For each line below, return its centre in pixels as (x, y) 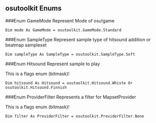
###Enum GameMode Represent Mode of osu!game (60, 20)
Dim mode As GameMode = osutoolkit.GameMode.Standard (64, 30)
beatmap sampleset (26, 45)
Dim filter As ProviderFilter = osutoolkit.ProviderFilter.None (75, 116)
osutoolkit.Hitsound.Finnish (36, 87)
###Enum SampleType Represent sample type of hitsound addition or (78, 39)
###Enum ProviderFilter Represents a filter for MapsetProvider (71, 97)
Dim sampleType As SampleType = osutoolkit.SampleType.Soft (70, 54)
